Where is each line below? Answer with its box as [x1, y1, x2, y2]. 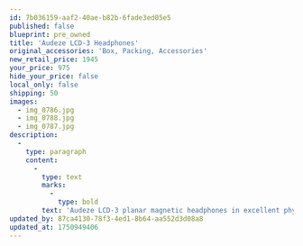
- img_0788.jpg [17, 114, 75, 123]
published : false [9, 22, 75, 31]
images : [9, 96, 39, 106]
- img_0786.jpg [17, 105, 75, 114]
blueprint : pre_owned [9, 30, 91, 39]
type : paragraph [25, 147, 87, 156]
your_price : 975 [9, 64, 70, 73]
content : [25, 155, 59, 165]
